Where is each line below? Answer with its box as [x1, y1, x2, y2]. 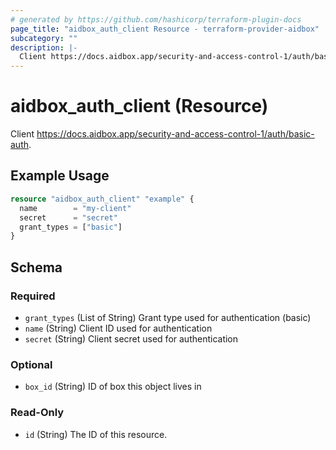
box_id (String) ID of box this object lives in [24, 381, 202, 393]
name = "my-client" [19, 203, 132, 213]
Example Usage [10, 167, 110, 185]
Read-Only [10, 406, 65, 420]
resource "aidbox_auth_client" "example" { [10, 194, 195, 204]
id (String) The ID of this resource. [24, 428, 168, 440]
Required [10, 289, 56, 303]
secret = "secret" [19, 212, 118, 223]
